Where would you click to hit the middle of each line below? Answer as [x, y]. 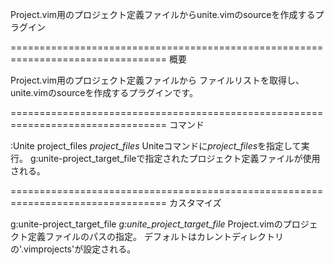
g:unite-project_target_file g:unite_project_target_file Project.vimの [146, 224]
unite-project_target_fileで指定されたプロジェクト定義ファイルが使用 [179, 158]
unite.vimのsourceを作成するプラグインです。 [104, 92]
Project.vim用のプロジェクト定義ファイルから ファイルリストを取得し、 [157, 80]
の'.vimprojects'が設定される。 [73, 249]
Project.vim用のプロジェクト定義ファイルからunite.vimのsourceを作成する [163, 14]
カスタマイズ [195, 202]
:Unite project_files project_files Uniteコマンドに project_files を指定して [156, 146]
